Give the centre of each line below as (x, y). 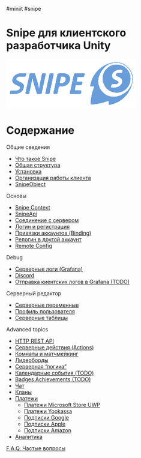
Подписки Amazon (48, 430)
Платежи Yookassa (48, 411)
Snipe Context (32, 207)
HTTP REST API (34, 341)
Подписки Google (46, 417)
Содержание (40, 131)
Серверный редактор (34, 293)
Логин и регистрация (42, 226)
